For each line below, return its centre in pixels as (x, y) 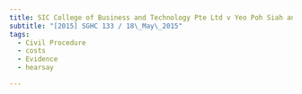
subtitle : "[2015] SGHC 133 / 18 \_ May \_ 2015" (96, 26)
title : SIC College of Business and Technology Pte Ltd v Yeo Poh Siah (146, 17)
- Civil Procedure (52, 43)
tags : (19, 34)
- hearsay (36, 68)
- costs (32, 51)
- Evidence (38, 59)
